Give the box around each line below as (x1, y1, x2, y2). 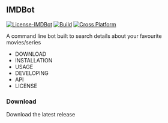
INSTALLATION (14, 56, 53, 64)
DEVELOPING (14, 69, 49, 77)
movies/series (6, 38, 41, 46)
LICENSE (14, 82, 38, 89)
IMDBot (6, 5, 35, 15)
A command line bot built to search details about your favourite (6, 32, 162, 40)
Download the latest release (6, 111, 76, 118)
